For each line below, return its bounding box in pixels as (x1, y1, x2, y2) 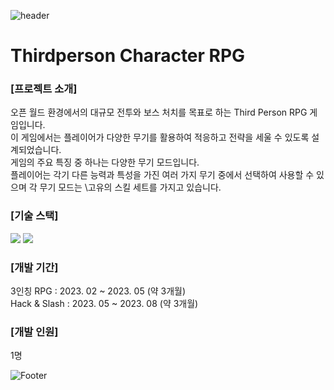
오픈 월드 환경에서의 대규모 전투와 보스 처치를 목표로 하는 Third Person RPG (10, 106, 308, 119)
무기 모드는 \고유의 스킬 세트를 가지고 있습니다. (39, 181, 222, 194)
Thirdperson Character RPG (10, 45, 246, 67)
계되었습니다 (10, 144, 60, 156)
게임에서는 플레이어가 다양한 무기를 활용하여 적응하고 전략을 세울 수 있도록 (20, 131, 310, 144)
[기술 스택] (10, 209, 59, 223)
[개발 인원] (10, 325, 59, 339)
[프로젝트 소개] (10, 82, 78, 96)
